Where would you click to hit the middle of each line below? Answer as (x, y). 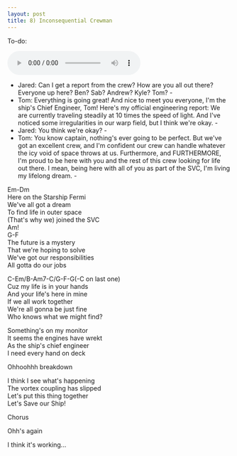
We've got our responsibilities (51, 258)
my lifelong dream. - (47, 176)
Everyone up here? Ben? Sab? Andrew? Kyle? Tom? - (95, 92)
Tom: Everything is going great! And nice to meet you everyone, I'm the (122, 100)
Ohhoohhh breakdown (40, 366)
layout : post (27, 14)
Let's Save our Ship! (37, 403)
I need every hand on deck (46, 353)
